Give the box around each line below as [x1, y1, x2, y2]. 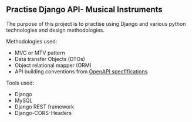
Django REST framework [14, 103, 75, 110]
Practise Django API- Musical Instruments [6, 5, 163, 15]
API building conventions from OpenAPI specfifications [14, 67, 148, 75]
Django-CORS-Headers [14, 109, 72, 116]
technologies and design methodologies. [6, 26, 105, 33]
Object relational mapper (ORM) [14, 62, 92, 69]
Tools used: [6, 79, 34, 86]
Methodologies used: [6, 38, 58, 45]
